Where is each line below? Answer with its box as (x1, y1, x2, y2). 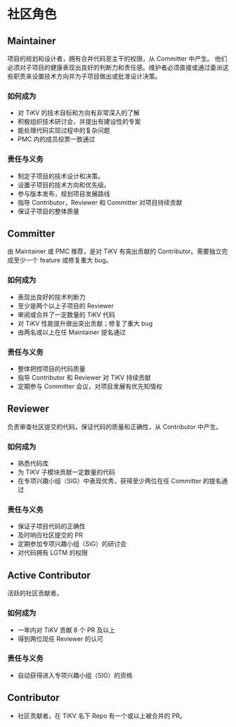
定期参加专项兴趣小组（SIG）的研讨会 (17, 540, 126, 548)
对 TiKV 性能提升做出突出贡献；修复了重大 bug (17, 319, 153, 327)
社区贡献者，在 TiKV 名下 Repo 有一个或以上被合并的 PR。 (17, 712, 186, 720)
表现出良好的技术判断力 (17, 293, 86, 301)
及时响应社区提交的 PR (17, 531, 83, 539)
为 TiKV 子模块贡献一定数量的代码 (17, 468, 116, 476)
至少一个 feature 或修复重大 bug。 (13, 256, 112, 265)
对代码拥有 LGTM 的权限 (17, 548, 88, 557)
